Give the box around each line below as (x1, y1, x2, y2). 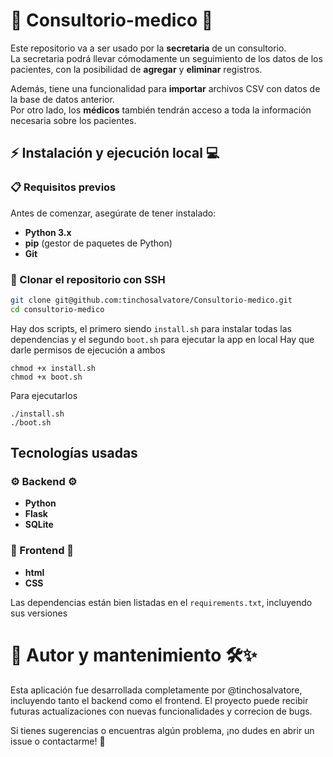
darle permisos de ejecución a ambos (10, 344, 166, 356)
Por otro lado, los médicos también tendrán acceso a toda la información (10, 104, 312, 116)
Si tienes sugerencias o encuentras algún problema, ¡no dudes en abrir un (10, 724, 315, 736)
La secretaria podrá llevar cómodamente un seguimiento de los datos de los (10, 52, 323, 64)
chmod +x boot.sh (10, 372, 83, 382)
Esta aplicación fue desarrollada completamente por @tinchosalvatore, (10, 684, 303, 696)
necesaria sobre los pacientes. (10, 114, 137, 126)
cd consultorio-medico (10, 304, 105, 314)
